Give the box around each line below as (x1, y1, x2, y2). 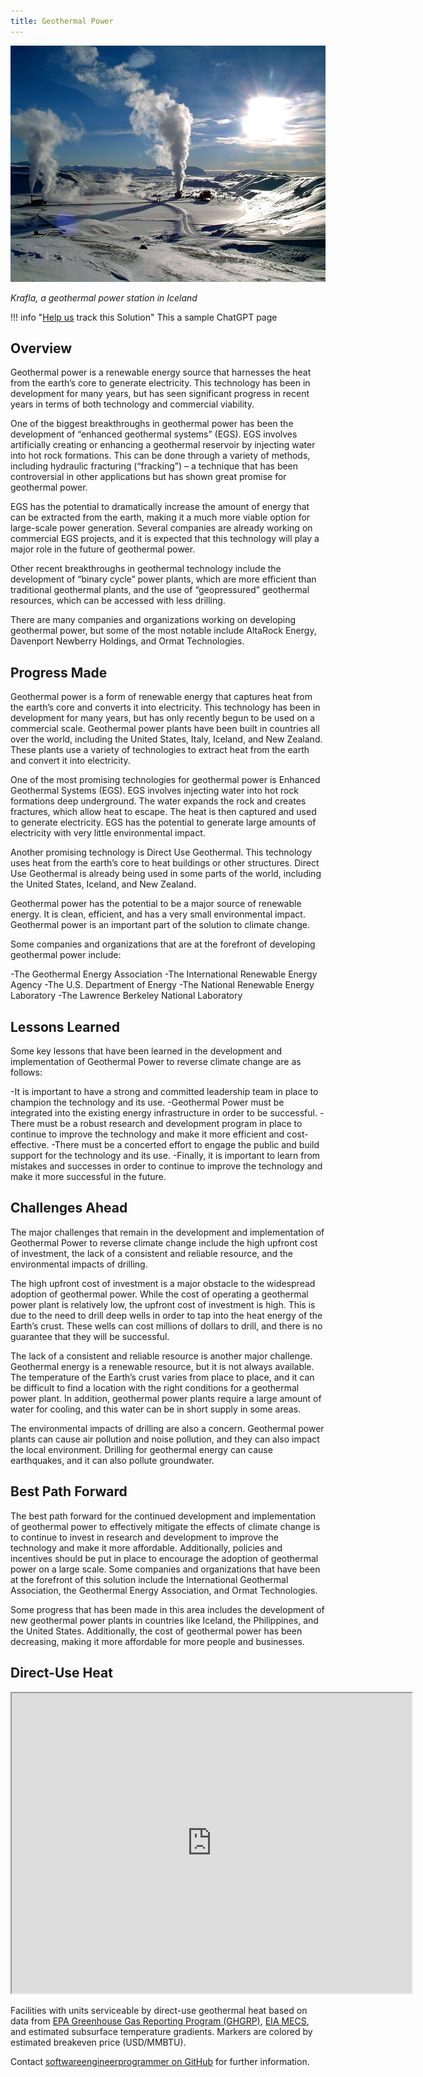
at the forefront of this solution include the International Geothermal (10, 1573, 289, 1585)
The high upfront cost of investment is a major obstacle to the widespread (10, 1277, 316, 1289)
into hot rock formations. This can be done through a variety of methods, (10, 450, 311, 462)
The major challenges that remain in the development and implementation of (10, 1226, 325, 1238)
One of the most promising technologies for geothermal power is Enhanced (10, 774, 321, 786)
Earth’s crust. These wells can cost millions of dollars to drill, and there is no (10, 1320, 323, 1332)
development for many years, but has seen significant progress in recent (10, 388, 310, 400)
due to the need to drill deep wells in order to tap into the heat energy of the (10, 1309, 323, 1321)
